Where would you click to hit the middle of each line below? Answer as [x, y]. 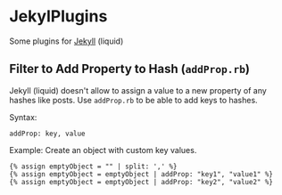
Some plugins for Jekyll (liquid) [66, 41]
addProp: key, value [48, 134]
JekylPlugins [58, 16]
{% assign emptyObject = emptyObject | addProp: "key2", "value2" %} [141, 182]
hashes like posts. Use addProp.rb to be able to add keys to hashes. [133, 100]
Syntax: [23, 117]
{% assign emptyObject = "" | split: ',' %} [93, 167]
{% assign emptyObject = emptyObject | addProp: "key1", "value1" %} [141, 174]
